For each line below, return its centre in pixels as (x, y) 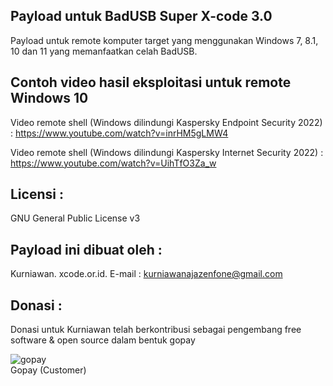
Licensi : (37, 194)
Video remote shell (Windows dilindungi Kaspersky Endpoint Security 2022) (166, 122)
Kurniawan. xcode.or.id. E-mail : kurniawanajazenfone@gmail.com (146, 274)
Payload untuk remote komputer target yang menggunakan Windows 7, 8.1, (164, 40)
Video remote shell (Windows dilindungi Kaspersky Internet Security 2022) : (167, 152)
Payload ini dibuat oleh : (86, 249)
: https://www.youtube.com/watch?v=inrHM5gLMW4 (119, 133)
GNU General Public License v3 (75, 218)
